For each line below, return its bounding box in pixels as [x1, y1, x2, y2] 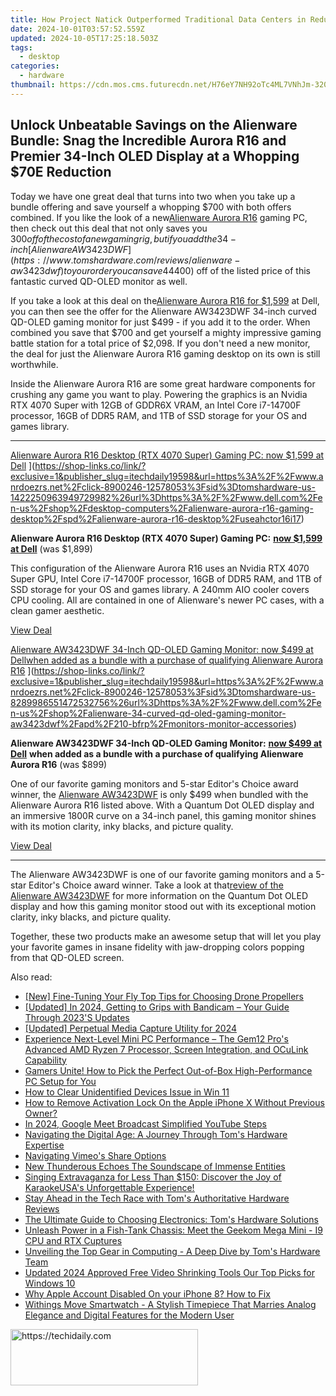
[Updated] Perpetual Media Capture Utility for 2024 [24, 1022, 238, 1034]
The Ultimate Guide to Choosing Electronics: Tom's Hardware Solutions [24, 1213, 319, 1225]
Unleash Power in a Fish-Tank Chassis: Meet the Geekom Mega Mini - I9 [24, 1224, 323, 1236]
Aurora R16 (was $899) [10, 758, 108, 770]
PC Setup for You [24, 1075, 97, 1087]
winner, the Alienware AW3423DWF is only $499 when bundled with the [10, 788, 309, 800]
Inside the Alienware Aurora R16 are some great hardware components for [10, 377, 316, 390]
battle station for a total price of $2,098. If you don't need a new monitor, [10, 337, 311, 349]
